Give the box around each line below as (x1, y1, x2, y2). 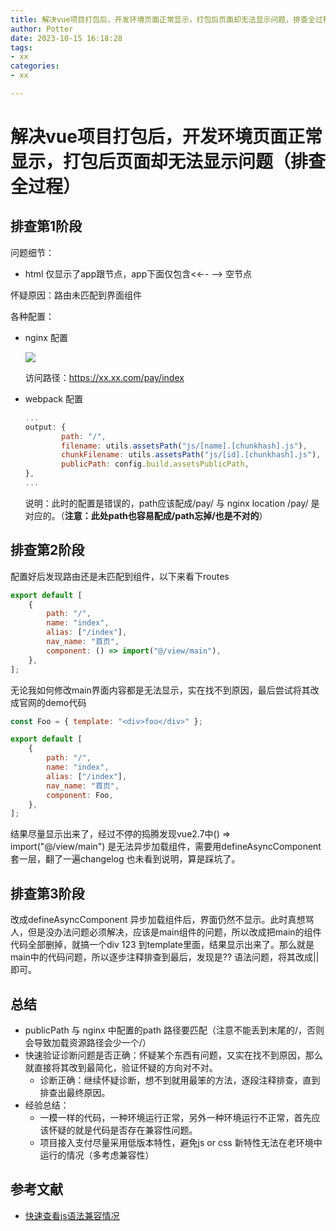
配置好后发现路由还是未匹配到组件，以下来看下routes (10, 570, 230, 582)
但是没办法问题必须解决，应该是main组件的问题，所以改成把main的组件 (27, 926, 322, 938)
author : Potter (10, 24, 74, 34)
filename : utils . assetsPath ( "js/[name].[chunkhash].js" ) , (61, 441, 308, 451)
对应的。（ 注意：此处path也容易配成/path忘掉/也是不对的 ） (24, 509, 268, 521)
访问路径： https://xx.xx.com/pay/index (24, 371, 185, 383)
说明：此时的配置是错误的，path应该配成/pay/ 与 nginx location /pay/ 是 (24, 497, 320, 509)
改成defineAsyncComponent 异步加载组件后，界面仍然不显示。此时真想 (10, 914, 306, 926)
